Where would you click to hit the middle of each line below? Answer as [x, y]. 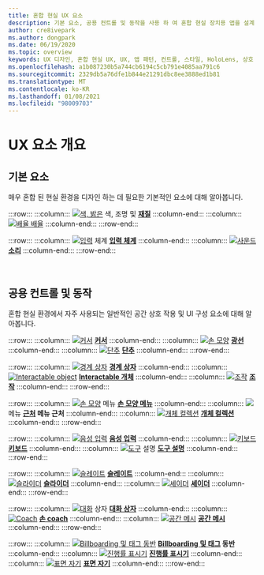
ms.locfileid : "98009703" [50, 103]
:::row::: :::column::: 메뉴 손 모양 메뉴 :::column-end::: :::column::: [126, 403]
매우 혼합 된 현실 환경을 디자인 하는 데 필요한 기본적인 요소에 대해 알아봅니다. [126, 197]
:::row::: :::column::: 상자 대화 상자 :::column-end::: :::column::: [118, 508]
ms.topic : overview [40, 52]
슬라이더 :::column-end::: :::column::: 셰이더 [126, 483]
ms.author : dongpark [42, 38]
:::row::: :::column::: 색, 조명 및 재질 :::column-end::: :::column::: [125, 214]
